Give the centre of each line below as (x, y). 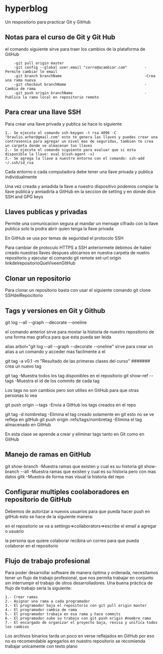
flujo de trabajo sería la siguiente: (38, 588)
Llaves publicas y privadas (46, 212)
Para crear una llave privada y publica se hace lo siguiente (63, 124)
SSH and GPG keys (24, 196)
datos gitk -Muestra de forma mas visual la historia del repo (65, 476)
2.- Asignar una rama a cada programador (48, 601)
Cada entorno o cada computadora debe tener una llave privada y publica (79, 171)
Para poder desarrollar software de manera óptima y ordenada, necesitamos (82, 573)
